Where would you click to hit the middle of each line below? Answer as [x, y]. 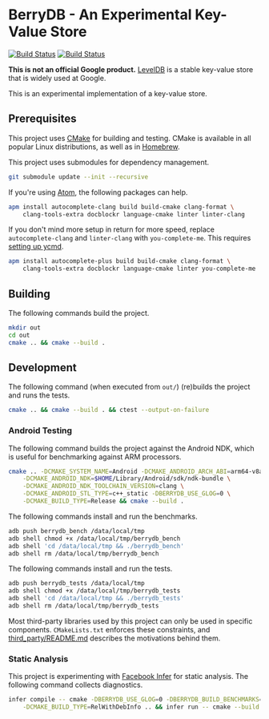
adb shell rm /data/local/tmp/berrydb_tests [84, 606]
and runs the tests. [39, 395]
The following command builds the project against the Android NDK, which [131, 448]
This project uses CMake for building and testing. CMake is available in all [130, 138]
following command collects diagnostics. [76, 685]
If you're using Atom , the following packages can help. [98, 192]
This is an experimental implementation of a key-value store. [108, 93]
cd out [19, 335]
